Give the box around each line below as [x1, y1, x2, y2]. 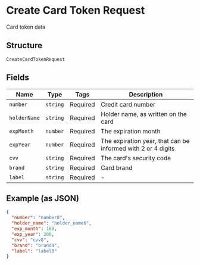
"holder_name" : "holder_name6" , [11, 220, 92, 226]
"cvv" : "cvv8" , [11, 236, 49, 243]
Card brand [101, 163, 133, 172]
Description [129, 90, 163, 98]
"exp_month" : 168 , [11, 226, 58, 232]
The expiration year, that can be [101, 136, 190, 145]
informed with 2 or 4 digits [101, 144, 175, 152]
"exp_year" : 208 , [11, 231, 55, 237]
